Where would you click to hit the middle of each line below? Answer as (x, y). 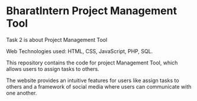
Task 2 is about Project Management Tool (57, 40)
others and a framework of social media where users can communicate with (99, 86)
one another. (22, 93)
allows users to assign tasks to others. (53, 69)
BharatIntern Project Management (92, 11)
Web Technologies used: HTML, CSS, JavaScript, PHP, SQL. (80, 51)
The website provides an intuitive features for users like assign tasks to (93, 80)
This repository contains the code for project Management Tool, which (92, 63)
